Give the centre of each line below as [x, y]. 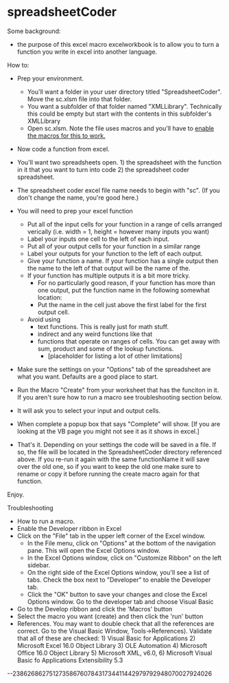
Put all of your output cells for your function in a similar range [114, 246]
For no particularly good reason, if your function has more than [126, 282]
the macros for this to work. [66, 136]
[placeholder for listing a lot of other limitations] [115, 356]
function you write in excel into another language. [87, 52]
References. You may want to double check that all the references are [116, 623]
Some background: [34, 31]
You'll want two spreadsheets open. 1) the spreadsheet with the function [119, 162]
